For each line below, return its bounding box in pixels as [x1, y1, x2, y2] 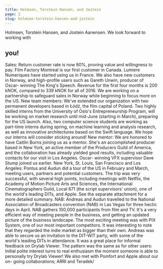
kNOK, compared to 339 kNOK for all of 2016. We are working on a [5, 88, 139, 94]
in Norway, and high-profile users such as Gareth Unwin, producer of [5, 77, 144, 83]
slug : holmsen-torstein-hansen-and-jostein [5, 16, 95, 21]
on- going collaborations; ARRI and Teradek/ [5, 259, 94, 265]
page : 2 [5, 12, 21, 17]
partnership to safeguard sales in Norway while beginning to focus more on [5, 93, 157, 99]
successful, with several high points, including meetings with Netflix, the [5, 176, 150, 182]
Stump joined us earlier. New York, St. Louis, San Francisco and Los [5, 160, 141, 166]
